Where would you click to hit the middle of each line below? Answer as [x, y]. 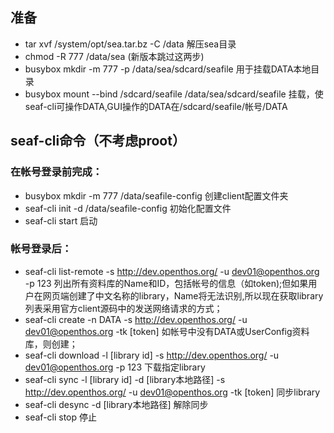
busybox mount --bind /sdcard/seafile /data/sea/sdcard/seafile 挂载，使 [174, 94]
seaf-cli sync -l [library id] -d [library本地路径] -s [125, 379]
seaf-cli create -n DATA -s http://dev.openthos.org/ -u [136, 319]
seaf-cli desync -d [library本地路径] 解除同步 [116, 404]
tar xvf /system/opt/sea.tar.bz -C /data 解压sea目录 [130, 44]
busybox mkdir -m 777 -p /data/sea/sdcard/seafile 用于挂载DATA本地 [168, 69]
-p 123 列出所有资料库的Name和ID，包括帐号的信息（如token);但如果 [166, 283]
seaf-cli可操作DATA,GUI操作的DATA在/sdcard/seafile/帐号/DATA [156, 106]
